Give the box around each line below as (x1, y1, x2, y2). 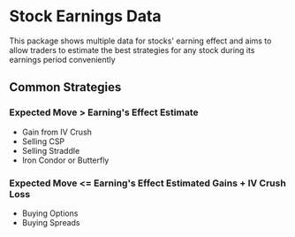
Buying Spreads (21, 217, 81, 227)
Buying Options (21, 208, 79, 218)
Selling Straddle (21, 145, 80, 156)
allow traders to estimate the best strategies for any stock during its (9, 44, 255, 55)
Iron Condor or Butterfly (21, 155, 110, 165)
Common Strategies (9, 80, 122, 95)
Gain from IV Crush (21, 126, 93, 137)
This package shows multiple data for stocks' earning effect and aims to (9, 35, 272, 46)
